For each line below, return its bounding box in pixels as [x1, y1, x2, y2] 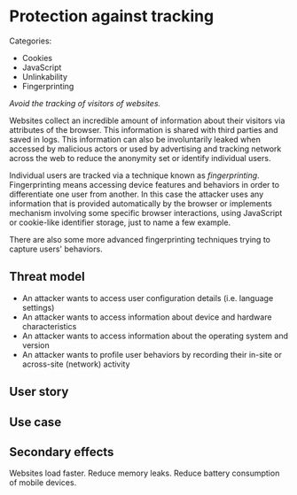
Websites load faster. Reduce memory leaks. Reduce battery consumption [9, 468, 280, 479]
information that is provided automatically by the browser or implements [9, 197, 272, 209]
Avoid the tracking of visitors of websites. [9, 97, 161, 108]
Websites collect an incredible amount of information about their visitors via [9, 115, 285, 126]
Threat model [9, 269, 86, 284]
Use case [9, 414, 62, 429]
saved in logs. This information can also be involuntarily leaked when [9, 134, 262, 144]
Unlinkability [21, 71, 68, 81]
